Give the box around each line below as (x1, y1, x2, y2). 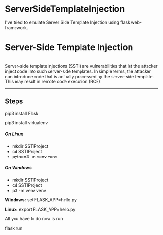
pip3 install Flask (5, 110, 39, 116)
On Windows (5, 165, 32, 171)
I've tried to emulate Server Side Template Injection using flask (5, 20, 130, 25)
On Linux (5, 131, 24, 137)
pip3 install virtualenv (5, 119, 48, 125)
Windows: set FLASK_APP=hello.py (5, 196, 77, 203)
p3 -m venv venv (12, 187, 46, 193)
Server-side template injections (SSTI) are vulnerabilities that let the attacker (5, 63, 158, 69)
